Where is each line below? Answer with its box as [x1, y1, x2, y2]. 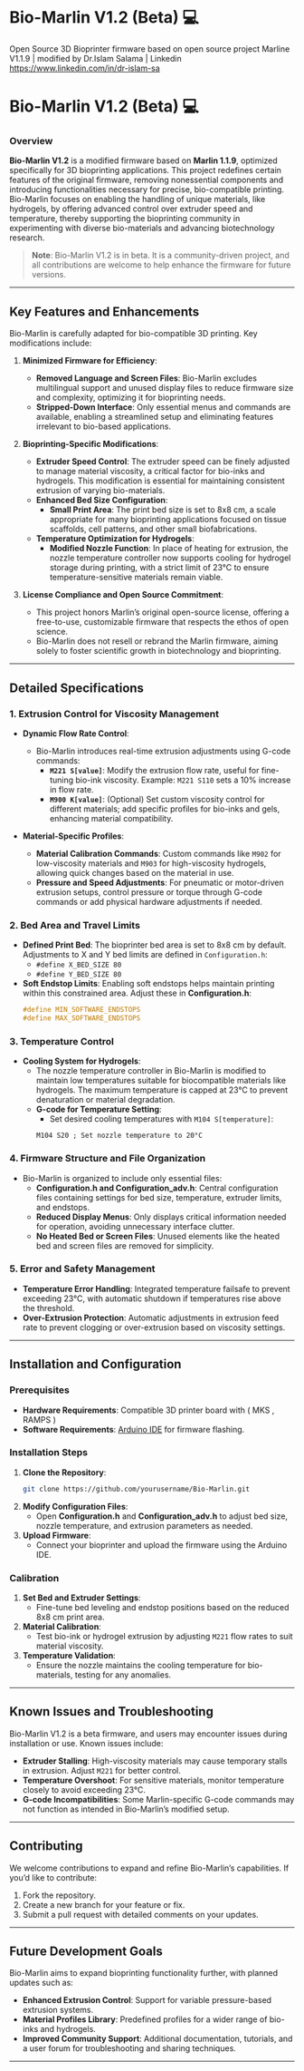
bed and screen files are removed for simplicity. [35, 1240, 214, 1251]
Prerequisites [9, 1384, 70, 1396]
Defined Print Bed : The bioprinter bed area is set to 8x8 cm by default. [22, 939, 287, 950]
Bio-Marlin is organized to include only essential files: [22, 1172, 223, 1183]
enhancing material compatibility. [49, 812, 174, 823]
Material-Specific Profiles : [22, 831, 125, 841]
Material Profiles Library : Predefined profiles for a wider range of [22, 2014, 268, 2025]
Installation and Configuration [9, 1356, 182, 1372]
